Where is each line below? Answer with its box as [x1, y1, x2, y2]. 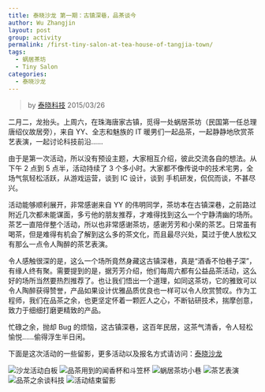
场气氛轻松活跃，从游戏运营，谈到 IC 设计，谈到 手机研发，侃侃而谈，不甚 [8, 173, 249, 182]
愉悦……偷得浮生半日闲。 [8, 332, 90, 342]
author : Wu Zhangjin [8, 19, 77, 27]
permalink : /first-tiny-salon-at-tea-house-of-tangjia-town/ [8, 41, 214, 49]
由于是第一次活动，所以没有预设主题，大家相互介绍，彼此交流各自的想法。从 [8, 153, 257, 162]
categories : [8, 70, 47, 78]
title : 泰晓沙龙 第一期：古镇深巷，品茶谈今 [8, 11, 136, 20]
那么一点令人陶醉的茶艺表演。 [14, 239, 112, 248]
